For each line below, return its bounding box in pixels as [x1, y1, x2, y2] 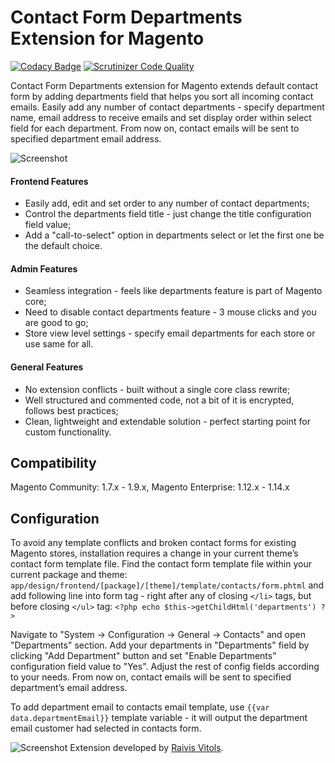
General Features [10, 361, 84, 373]
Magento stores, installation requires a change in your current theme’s [10, 547, 299, 560]
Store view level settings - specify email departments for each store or [24, 327, 316, 340]
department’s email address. [10, 682, 128, 694]
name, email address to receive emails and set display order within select [10, 111, 312, 123]
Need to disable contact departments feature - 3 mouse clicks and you [24, 306, 317, 318]
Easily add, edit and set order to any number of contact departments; [24, 197, 310, 210]
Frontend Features [10, 175, 89, 187]
